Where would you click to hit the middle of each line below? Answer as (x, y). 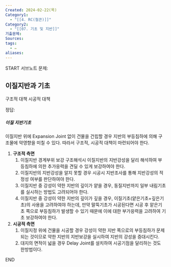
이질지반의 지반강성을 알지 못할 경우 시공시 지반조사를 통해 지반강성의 (89, 173)
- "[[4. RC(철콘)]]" (31, 19)
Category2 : (17, 24)
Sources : (15, 39)
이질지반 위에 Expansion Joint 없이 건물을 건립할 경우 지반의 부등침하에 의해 (81, 137)
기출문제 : (14, 34)
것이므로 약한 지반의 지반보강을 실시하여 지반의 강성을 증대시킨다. (95, 237)
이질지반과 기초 (28, 86)
